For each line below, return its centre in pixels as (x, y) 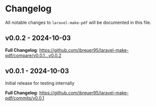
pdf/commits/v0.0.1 (25, 98)
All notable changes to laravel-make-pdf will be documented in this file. (78, 22)
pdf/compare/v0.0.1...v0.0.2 (33, 55)
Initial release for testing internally (40, 83)
